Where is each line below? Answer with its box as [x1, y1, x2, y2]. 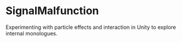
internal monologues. [5, 29, 58, 37]
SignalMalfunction [5, 4, 99, 18]
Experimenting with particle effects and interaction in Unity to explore [5, 24, 177, 31]
